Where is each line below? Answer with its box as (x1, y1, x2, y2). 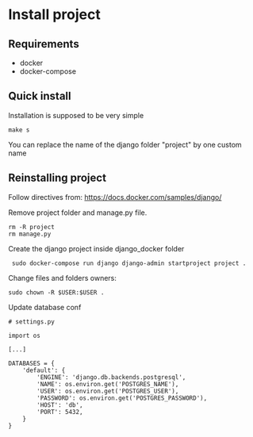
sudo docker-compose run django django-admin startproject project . (11, 259, 247, 267)
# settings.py (8, 317, 56, 326)
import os (8, 332, 41, 339)
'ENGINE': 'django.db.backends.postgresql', (36, 373, 186, 381)
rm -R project (8, 223, 56, 231)
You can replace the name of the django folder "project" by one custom (8, 140, 242, 149)
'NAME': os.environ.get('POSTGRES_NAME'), (36, 380, 179, 388)
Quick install (8, 90, 71, 103)
